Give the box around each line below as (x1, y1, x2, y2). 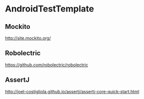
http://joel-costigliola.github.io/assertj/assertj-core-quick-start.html (5, 88, 139, 94)
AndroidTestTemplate (5, 3, 94, 14)
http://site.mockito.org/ (5, 35, 51, 41)
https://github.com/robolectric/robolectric (5, 62, 88, 68)
